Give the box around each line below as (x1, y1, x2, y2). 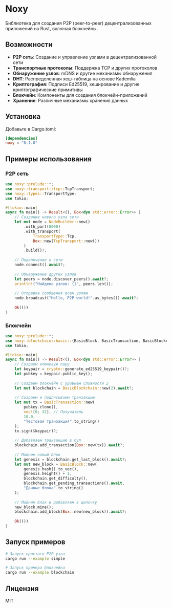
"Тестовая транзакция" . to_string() (24, 419, 100, 424)
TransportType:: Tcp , (32, 233, 77, 238)
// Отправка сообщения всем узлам (14, 291, 88, 296)
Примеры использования (5, 155, 92, 163)
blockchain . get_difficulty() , (24, 476, 88, 481)
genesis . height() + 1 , (24, 471, 72, 476)
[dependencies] (5, 136, 38, 141)
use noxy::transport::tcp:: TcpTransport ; (5, 186, 95, 191)
